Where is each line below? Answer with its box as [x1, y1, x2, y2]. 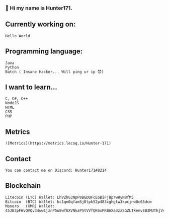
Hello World [5, 33, 30, 38]
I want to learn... [5, 83, 58, 91]
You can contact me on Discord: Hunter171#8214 [5, 168, 107, 173]
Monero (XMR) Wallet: [5, 203, 55, 208]
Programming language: [5, 47, 83, 56]
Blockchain [5, 181, 41, 190]
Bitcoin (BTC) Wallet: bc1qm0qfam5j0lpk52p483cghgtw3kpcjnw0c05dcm [5, 199, 152, 204]
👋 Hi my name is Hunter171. [5, 5, 73, 12]
